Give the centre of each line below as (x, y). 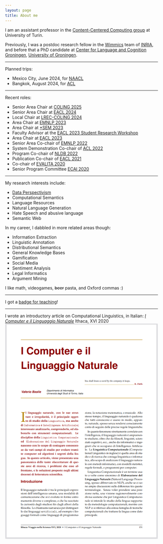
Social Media (25, 263)
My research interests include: (35, 183)
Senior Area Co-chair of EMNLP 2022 (50, 143)
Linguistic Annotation (33, 242)
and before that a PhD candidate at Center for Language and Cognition (76, 50)
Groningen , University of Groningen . (41, 55)
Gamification (25, 257)
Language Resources (33, 202)
